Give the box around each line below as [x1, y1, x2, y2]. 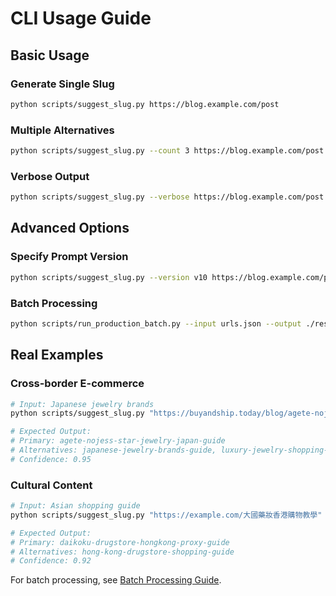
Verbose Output [10, 169, 90, 183]
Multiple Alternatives [10, 123, 115, 137]
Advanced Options [10, 220, 130, 237]
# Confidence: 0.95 [10, 454, 92, 464]
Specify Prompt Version [10, 250, 129, 264]
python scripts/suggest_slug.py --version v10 [10, 272, 208, 282]
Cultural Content [10, 478, 93, 492]
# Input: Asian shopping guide [10, 501, 141, 511]
